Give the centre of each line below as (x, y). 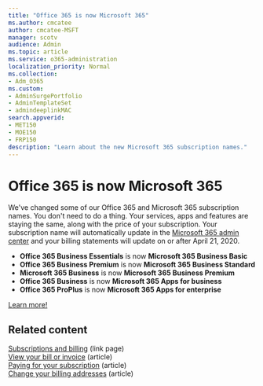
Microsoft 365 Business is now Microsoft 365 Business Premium (127, 273)
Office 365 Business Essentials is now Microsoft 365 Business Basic (133, 256)
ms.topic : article (38, 52)
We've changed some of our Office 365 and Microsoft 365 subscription (124, 208)
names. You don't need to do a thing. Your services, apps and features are (128, 216)
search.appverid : (37, 118)
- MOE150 (22, 132)
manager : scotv (33, 37)
